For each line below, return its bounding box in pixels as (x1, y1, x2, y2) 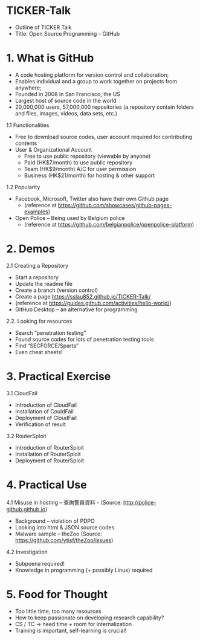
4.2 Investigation (6, 548, 48, 555)
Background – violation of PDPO (15, 517, 95, 525)
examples (24, 208, 48, 215)
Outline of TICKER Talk (15, 24, 72, 31)
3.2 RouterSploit (6, 432, 47, 439)
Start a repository (15, 273, 59, 281)
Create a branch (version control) (15, 286, 98, 294)
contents (15, 140, 37, 147)
